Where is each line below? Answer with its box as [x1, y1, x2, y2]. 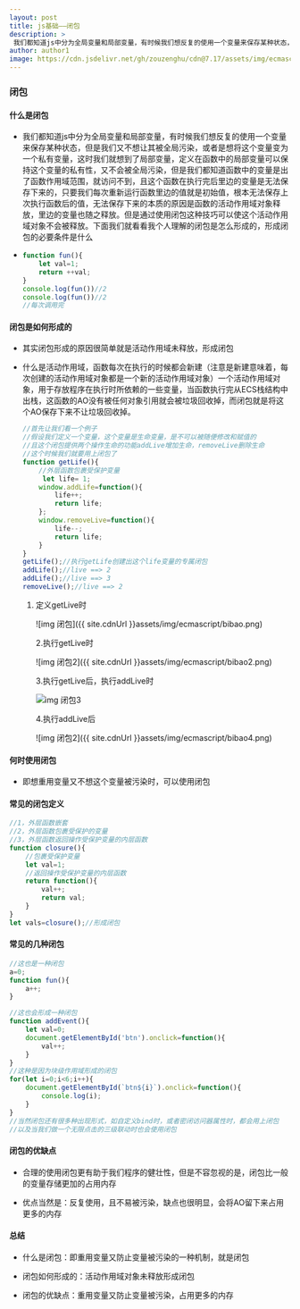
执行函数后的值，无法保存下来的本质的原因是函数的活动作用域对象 [29, 198, 273, 209]
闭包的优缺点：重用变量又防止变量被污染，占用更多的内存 [21, 1289, 234, 1300]
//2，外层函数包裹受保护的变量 [9, 827, 109, 836]
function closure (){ [9, 843, 87, 852]
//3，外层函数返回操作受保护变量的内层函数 [9, 835, 148, 844]
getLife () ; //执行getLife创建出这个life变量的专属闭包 [21, 558, 208, 566]
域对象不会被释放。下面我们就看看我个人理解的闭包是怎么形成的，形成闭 [21, 221, 288, 231]
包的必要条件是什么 [21, 231, 94, 242]
